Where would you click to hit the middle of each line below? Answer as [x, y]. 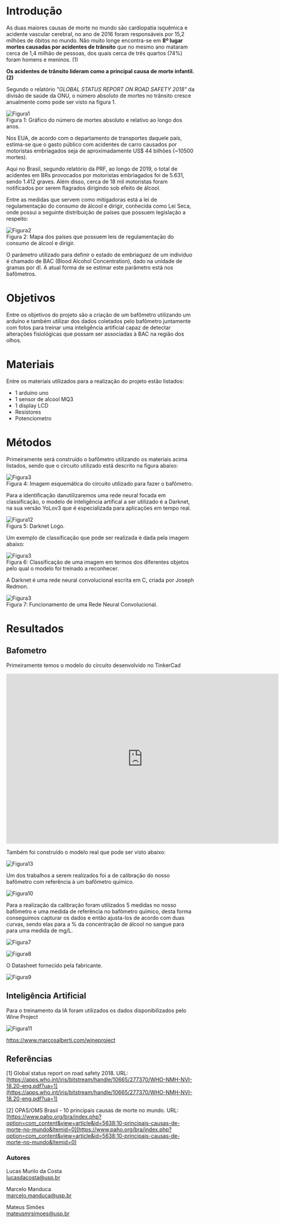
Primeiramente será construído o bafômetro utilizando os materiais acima [97, 459]
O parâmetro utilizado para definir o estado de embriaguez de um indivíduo [99, 255]
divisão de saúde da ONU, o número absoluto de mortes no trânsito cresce [99, 95]
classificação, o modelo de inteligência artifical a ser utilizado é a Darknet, [98, 501]
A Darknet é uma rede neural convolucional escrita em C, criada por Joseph [100, 580]
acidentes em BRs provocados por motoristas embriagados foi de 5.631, [95, 175]
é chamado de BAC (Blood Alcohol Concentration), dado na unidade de [94, 261]
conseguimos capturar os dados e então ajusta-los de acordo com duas [95, 917]
